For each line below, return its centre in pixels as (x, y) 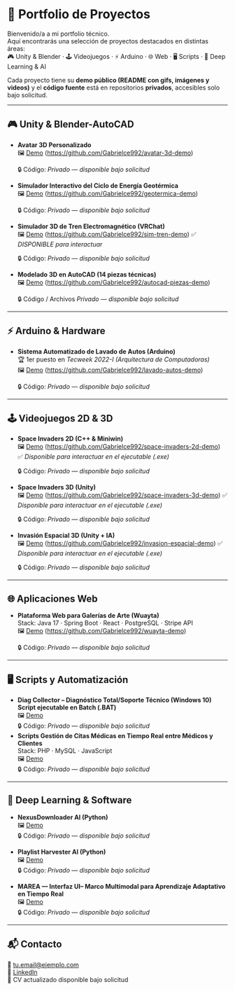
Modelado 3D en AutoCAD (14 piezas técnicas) (87, 274)
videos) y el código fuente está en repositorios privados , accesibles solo (114, 88)
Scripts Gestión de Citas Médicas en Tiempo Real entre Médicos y (115, 736)
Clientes (30, 743)
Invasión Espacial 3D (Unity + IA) (66, 536)
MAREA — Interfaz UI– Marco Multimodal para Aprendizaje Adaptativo (121, 886)
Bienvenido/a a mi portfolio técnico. (58, 34)
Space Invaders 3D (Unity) (57, 487)
